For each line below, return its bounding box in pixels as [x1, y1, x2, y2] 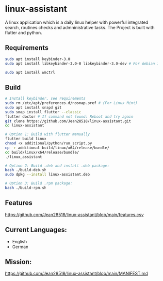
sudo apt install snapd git [5, 105, 62, 110]
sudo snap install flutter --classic [5, 109, 81, 114]
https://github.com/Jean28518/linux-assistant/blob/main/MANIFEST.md [5, 270, 148, 277]
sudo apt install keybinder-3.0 [5, 57, 70, 62]
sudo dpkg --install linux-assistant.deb [5, 172, 90, 177]
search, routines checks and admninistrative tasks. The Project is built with [5, 24, 155, 30]
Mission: [5, 258, 32, 266]
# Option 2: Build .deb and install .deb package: [5, 163, 110, 168]
